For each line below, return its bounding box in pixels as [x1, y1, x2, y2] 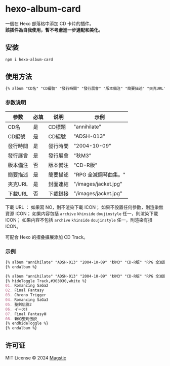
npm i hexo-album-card [5, 57, 53, 62]
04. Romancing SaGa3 [5, 297, 49, 302]
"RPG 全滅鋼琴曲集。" [73, 171, 125, 178]
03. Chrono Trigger [5, 293, 47, 298]
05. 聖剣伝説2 [5, 302, 32, 307]
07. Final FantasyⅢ [5, 311, 47, 317]
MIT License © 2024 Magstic [5, 354, 67, 361]
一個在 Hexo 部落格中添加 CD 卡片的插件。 [5, 20, 95, 26]
